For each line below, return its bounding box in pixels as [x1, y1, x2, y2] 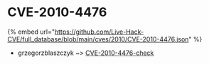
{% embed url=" [7, 27, 55, 36]
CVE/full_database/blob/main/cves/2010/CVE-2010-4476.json [7, 34, 189, 43]
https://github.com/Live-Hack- [54, 27, 144, 36]
